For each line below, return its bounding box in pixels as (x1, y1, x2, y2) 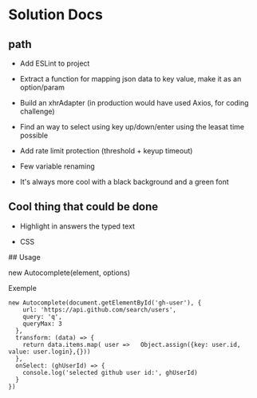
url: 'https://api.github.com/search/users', (22, 305, 177, 313)
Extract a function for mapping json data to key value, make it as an (19, 74, 242, 83)
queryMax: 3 (22, 320, 62, 328)
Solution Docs (8, 6, 104, 24)
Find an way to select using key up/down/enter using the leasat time (19, 122, 245, 131)
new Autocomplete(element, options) (8, 268, 130, 277)
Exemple (8, 283, 38, 293)
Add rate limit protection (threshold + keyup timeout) (19, 146, 193, 155)
